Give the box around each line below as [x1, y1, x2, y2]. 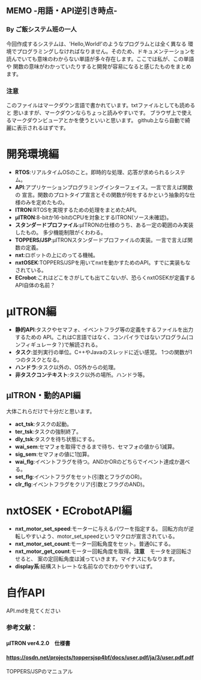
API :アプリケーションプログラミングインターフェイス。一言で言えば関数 [14, 183, 193, 191]
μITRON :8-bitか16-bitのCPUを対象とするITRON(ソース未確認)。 [14, 213, 172, 221]
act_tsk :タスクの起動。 [14, 420, 72, 428]
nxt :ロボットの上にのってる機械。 [14, 251, 99, 258]
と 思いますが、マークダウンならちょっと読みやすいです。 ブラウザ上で [6, 109, 182, 116]
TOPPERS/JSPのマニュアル [6, 668, 73, 675]
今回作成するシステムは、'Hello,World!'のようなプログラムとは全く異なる [6, 40, 187, 47]
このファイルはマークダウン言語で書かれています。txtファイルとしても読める [6, 101, 196, 108]
